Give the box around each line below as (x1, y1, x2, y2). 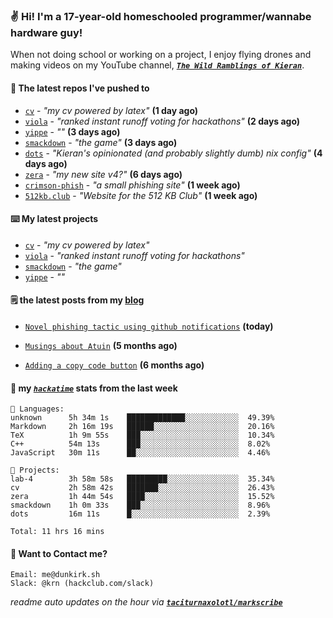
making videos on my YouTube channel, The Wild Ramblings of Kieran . (10, 59, 305, 71)
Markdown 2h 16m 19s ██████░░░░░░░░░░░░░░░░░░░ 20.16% (10, 422, 275, 432)
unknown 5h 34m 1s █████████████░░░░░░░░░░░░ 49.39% (10, 413, 275, 423)
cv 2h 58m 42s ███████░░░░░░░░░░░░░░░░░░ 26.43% (10, 483, 275, 493)
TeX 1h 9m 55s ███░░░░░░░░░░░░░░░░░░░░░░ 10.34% (10, 430, 275, 441)
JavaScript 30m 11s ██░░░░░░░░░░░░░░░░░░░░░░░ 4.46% (10, 448, 271, 458)
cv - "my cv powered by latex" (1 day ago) (24, 104, 199, 116)
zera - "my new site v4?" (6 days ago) (24, 168, 183, 180)
